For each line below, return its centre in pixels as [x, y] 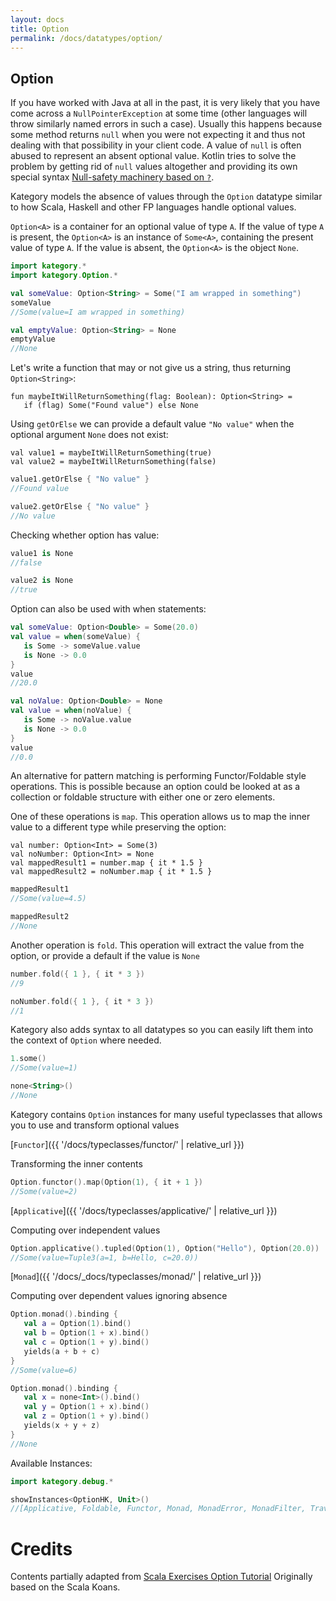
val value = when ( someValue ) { [75, 637]
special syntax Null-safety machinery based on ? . [112, 177]
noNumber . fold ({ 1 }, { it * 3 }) [82, 1001]
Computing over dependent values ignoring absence [119, 1296]
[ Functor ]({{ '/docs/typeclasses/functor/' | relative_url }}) [127, 1144]
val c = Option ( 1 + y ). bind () [86, 1342]
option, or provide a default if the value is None [105, 955]
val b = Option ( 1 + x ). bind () [86, 1333]
